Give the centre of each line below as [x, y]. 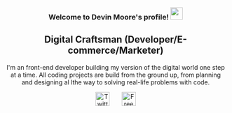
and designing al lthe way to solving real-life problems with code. [116, 82]
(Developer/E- [155, 39]
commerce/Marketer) [116, 51]
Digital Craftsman [83, 39]
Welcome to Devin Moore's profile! [109, 17]
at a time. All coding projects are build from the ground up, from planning [116, 75]
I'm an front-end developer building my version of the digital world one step [116, 67]
